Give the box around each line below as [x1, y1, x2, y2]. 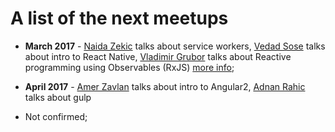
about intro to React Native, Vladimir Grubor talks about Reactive [24, 50, 292, 62]
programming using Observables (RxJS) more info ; [24, 61, 235, 73]
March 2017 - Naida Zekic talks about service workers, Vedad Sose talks [24, 40, 326, 52]
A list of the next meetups [10, 7, 229, 30]
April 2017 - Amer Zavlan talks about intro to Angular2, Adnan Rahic [24, 80, 306, 92]
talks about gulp [24, 91, 92, 103]
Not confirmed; [24, 110, 88, 122]
